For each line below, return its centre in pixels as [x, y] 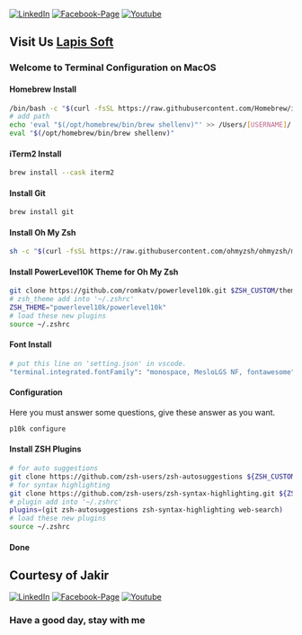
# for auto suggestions [54, 469]
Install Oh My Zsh [43, 232]
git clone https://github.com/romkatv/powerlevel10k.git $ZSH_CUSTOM [142, 291]
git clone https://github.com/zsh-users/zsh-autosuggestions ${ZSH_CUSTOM [152, 477]
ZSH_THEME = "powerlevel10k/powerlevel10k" [88, 308]
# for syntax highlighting [60, 485]
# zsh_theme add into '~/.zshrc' [72, 300]
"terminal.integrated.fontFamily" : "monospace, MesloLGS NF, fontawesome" [152, 372]
